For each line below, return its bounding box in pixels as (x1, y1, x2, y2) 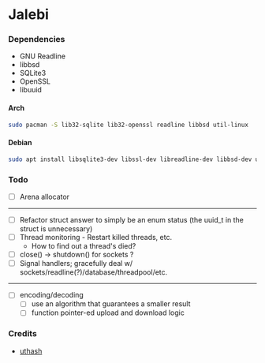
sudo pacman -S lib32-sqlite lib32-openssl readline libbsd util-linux (8, 121, 248, 129)
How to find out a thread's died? (31, 241, 136, 251)
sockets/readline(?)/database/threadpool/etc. (19, 268, 168, 277)
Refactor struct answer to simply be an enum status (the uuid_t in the (19, 215, 244, 224)
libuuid (19, 85, 42, 95)
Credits (8, 328, 37, 339)
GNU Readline (19, 51, 65, 61)
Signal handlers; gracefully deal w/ (19, 259, 133, 268)
